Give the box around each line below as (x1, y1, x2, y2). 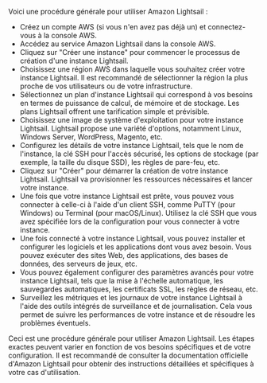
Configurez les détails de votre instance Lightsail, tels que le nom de (19, 141, 244, 150)
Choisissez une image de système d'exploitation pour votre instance (19, 115, 244, 124)
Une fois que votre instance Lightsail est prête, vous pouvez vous (19, 191, 234, 201)
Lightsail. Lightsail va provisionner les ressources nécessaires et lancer (19, 174, 253, 184)
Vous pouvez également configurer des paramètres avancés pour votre (19, 268, 254, 277)
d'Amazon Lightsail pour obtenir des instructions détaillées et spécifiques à (8, 359, 254, 369)
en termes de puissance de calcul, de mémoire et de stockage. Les (19, 99, 240, 107)
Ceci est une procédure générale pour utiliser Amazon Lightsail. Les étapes (8, 334, 255, 343)
